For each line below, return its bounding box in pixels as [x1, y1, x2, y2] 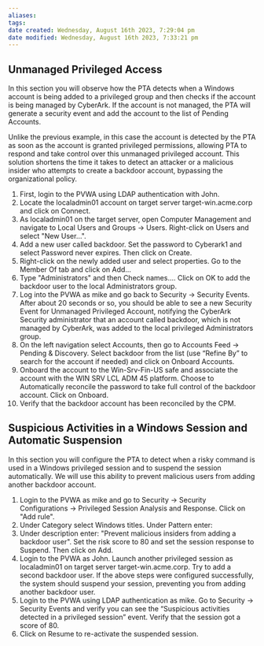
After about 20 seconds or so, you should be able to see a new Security [19, 299, 253, 308]
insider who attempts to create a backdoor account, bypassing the [8, 166, 224, 176]
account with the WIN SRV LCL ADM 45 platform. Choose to [19, 373, 214, 383]
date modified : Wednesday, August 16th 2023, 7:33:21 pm [8, 33, 199, 42]
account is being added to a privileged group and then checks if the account [8, 92, 256, 102]
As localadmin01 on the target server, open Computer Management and [19, 214, 251, 225]
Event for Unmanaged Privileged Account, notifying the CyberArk [19, 306, 232, 316]
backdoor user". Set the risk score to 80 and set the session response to [19, 536, 255, 546]
